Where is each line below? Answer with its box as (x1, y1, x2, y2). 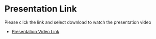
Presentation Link (4, 3, 77, 14)
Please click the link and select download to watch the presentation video (4, 19, 151, 25)
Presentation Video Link (11, 28, 60, 34)
